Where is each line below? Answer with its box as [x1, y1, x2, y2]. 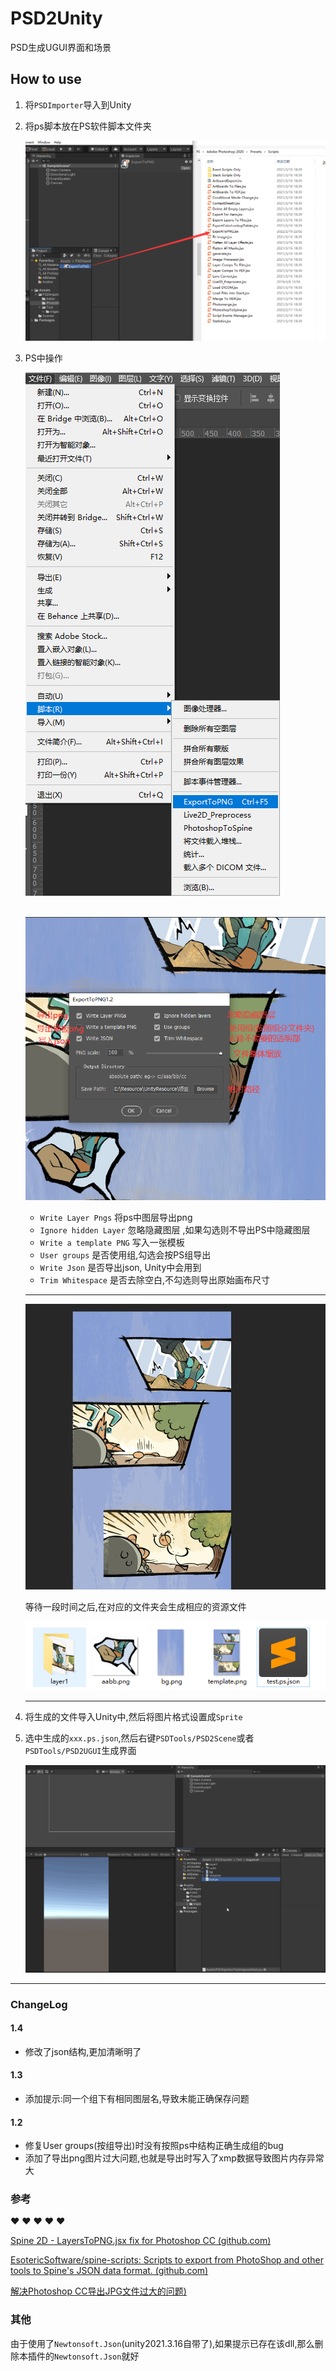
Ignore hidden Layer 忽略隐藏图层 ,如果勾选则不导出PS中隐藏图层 [39, 1224, 311, 1236]
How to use [10, 71, 82, 88]
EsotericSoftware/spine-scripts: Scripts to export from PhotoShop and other [10, 2254, 324, 2266]
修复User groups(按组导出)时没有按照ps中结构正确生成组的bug [24, 2140, 284, 2152]
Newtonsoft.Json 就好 [54, 2350, 140, 2362]
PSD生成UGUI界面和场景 [10, 41, 112, 53]
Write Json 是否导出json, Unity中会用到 [39, 1262, 202, 1274]
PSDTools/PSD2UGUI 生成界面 [24, 1745, 137, 1757]
